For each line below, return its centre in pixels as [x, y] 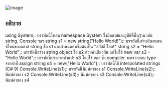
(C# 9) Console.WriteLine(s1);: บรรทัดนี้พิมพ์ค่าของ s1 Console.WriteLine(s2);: [80, 69]
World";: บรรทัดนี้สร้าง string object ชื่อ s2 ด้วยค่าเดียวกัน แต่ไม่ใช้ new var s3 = [78, 52]
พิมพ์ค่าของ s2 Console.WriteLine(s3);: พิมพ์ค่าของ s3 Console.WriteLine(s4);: [80, 74]
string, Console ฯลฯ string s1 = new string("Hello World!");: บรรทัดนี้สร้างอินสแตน [83, 41]
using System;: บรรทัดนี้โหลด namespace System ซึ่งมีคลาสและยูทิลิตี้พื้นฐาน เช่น [79, 35]
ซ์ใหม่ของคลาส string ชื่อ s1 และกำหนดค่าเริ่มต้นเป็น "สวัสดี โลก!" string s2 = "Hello [79, 46]
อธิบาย [13, 23]
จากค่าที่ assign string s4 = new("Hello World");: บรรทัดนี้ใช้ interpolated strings [83, 63]
